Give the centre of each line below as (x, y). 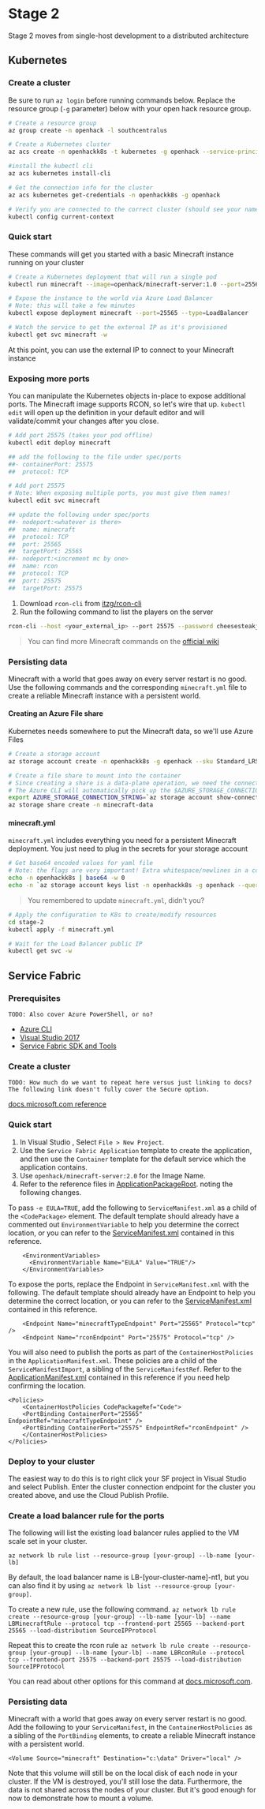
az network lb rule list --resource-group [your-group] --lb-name (119, 1556)
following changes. (50, 1192)
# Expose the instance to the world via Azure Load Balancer (111, 298)
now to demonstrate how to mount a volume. (81, 1798)
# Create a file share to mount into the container (95, 775)
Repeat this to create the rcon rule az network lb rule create (108, 1646)
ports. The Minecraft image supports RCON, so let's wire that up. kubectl (127, 404)
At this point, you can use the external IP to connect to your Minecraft (121, 350)
